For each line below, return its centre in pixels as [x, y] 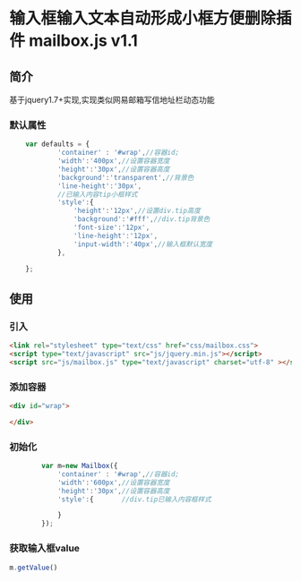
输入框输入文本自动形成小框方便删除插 [151, 18]
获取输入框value [45, 549]
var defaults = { [58, 144]
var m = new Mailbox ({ [80, 466]
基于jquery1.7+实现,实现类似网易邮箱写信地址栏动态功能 [112, 100]
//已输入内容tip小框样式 [97, 194]
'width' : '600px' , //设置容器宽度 [113, 483]
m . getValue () [34, 568]
